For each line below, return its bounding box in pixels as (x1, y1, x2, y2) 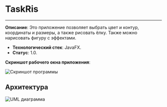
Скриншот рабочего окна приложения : (5, 59, 91, 65)
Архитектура (5, 83, 49, 92)
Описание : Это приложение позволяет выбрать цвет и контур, (5, 24, 139, 30)
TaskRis (5, 3, 39, 15)
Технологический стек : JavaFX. (12, 44, 82, 50)
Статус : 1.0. (12, 49, 37, 55)
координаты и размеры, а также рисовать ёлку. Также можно (5, 30, 138, 36)
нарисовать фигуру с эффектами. (5, 35, 77, 40)
